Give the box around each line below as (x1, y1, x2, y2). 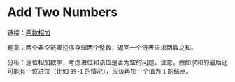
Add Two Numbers (7, 4, 118, 20)
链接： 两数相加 (7, 28, 50, 36)
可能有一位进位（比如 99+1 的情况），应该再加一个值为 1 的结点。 (7, 67, 192, 75)
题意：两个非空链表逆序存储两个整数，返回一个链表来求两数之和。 (7, 43, 197, 51)
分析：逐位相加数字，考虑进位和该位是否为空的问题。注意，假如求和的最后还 (7, 57, 228, 67)
